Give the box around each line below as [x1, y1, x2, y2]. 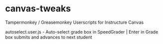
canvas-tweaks [5, 3, 71, 14]
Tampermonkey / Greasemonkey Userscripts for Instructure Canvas [5, 19, 144, 25]
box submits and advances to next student [5, 34, 92, 40]
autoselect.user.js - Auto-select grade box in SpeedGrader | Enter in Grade [5, 29, 159, 35]
